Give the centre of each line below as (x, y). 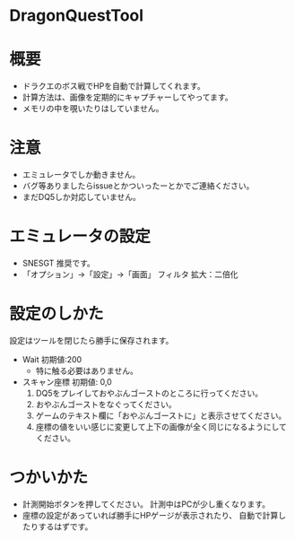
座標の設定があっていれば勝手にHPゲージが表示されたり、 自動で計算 (150, 515)
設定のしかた (57, 314)
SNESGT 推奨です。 (59, 263)
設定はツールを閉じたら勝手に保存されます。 (91, 340)
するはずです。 (65, 527)
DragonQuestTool (77, 16)
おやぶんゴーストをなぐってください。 (106, 404)
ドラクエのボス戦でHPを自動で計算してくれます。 (113, 86)
